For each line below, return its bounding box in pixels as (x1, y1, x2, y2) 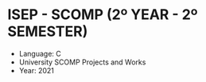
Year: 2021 (18, 65, 55, 75)
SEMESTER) (7, 22, 88, 41)
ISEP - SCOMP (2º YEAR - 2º (7, 6, 198, 24)
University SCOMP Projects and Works (18, 57, 146, 67)
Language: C (18, 49, 61, 58)
